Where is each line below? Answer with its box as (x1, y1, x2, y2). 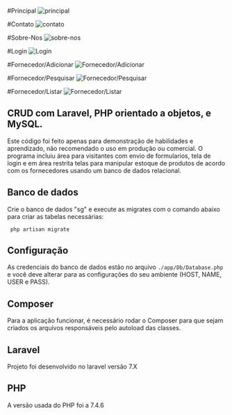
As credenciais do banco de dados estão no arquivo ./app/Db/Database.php (7, 263, 224, 271)
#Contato (7, 20, 35, 28)
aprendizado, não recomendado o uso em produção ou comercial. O (7, 144, 204, 152)
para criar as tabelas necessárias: (7, 212, 104, 220)
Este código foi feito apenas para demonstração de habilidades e (7, 136, 194, 145)
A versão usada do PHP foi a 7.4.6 (7, 400, 104, 409)
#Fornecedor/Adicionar (7, 60, 74, 69)
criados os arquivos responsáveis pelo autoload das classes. (7, 324, 181, 332)
